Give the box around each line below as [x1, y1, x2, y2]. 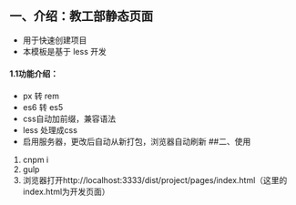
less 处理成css [22, 125, 77, 136]
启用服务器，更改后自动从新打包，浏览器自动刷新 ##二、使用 [22, 136, 251, 148]
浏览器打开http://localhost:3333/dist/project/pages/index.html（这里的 [22, 175, 288, 186]
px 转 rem [22, 90, 60, 102]
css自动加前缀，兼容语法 [22, 113, 117, 125]
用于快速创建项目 [22, 35, 87, 46]
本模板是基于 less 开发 [22, 46, 107, 56]
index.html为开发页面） [22, 186, 111, 198]
